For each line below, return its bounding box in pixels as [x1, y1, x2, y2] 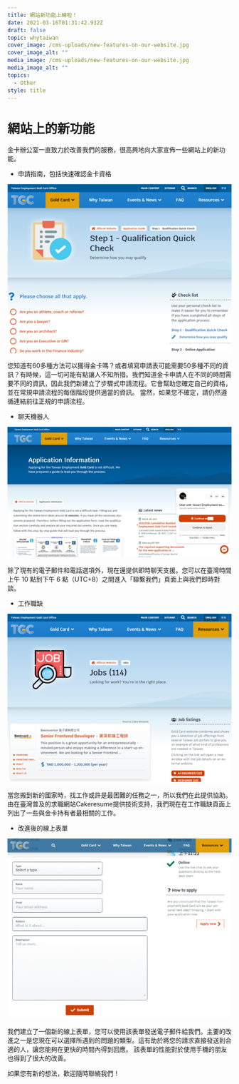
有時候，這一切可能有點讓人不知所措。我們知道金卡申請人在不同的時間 [19, 370, 225, 379]
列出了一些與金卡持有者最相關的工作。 [7, 809, 119, 817]
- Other [14, 79, 37, 86]
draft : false [7, 26, 46, 34]
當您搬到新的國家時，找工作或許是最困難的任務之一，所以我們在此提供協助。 [7, 791, 232, 799]
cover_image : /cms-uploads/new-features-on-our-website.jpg [7, 41, 190, 49]
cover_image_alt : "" [7, 49, 69, 56]
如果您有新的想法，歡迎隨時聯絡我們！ [7, 1069, 119, 1078]
